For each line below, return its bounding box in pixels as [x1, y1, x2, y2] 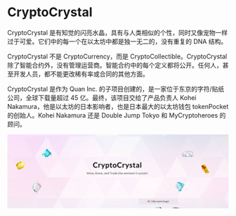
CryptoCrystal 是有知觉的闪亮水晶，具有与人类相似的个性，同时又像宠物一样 [7, 28, 228, 37]
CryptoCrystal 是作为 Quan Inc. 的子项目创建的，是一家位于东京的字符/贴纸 [7, 84, 225, 93]
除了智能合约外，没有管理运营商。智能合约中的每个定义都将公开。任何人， [7, 61, 223, 69]
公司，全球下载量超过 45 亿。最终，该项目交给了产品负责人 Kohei [7, 93, 197, 102]
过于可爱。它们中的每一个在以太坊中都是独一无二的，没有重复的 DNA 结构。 [7, 37, 228, 46]
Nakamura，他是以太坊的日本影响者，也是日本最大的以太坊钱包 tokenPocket [7, 102, 229, 110]
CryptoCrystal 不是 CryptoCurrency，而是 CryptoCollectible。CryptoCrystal [7, 52, 228, 61]
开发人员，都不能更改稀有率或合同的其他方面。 [13, 70, 149, 78]
